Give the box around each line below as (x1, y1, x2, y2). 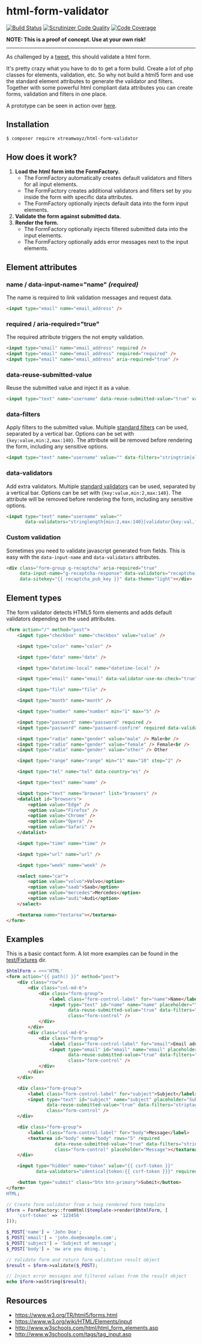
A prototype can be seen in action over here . (6, 102, 117, 109)
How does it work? (6, 152, 78, 163)
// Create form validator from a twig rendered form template (6, 1201, 165, 1207)
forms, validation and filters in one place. (6, 90, 108, 98)
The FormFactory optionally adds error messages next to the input (23, 238, 189, 246)
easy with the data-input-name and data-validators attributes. (6, 553, 161, 560)
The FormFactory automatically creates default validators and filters (23, 175, 192, 182)
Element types (6, 593, 62, 603)
